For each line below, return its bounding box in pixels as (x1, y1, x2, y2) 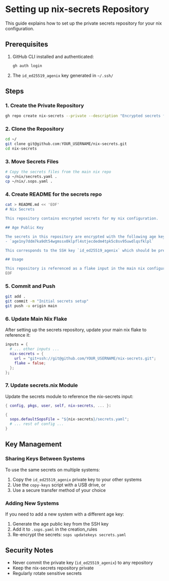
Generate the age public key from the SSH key (12, 521, 109, 527)
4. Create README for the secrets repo (5, 190, 102, 197)
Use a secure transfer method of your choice (12, 487, 106, 493)
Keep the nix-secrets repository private (12, 565, 94, 571)
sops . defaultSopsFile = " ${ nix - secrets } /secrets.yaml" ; (10, 417, 129, 422)
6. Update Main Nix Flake (5, 315, 67, 322)
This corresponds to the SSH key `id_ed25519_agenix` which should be (5, 248, 156, 253)
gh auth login (12, 63, 42, 68)
